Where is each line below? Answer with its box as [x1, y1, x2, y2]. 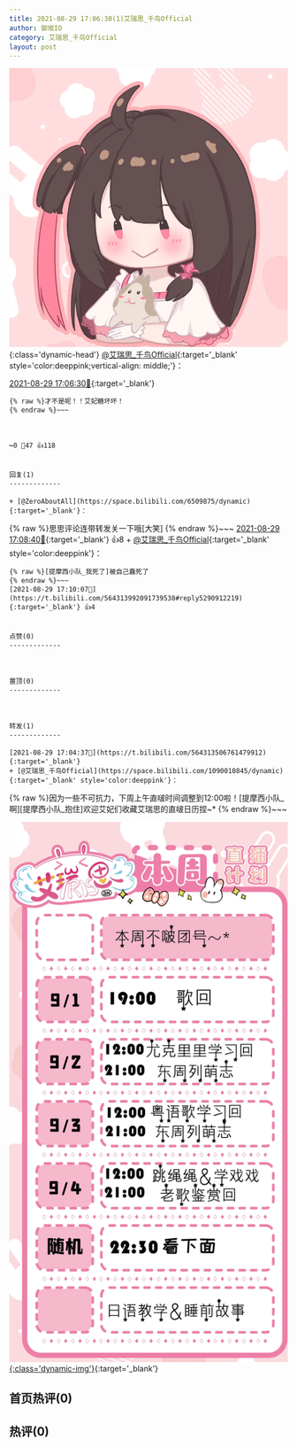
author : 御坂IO [9, 23, 63, 33]
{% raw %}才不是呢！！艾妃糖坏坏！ [9, 397, 125, 406]
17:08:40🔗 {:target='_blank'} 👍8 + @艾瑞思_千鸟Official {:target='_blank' [9, 534, 270, 545]
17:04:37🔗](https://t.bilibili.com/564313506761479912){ [56, 748, 267, 757]
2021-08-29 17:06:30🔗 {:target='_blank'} [9, 378, 156, 389]
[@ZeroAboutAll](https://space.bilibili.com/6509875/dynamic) [17, 497, 251, 507]
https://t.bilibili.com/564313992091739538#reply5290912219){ [9, 594, 243, 603]
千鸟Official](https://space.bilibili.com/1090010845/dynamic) [48, 767, 285, 776]
